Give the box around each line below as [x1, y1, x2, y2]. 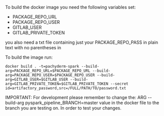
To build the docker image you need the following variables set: [5, 4, 136, 10]
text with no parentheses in [5, 45, 61, 50]
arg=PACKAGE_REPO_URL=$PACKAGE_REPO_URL [5, 68, 91, 73]
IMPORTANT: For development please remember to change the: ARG [5, 95, 147, 100]
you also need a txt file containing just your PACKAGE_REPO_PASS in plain [5, 39, 158, 45]
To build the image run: [5, 54, 53, 60]
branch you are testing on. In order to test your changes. [5, 105, 121, 111]
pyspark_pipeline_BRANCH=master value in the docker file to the [25, 100, 159, 106]
